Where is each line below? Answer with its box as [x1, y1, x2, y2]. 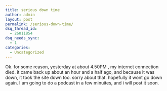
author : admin [5, 12, 35, 17]
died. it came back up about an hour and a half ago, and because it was [5, 69, 155, 75]
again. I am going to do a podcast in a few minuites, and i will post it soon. [5, 79, 159, 86]
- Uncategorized [10, 50, 44, 55]
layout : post [5, 17, 33, 22]
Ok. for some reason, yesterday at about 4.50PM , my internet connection [5, 64, 159, 70]
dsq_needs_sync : [5, 36, 39, 41]
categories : [5, 45, 30, 50]
